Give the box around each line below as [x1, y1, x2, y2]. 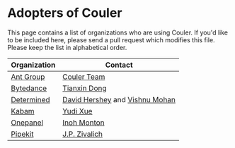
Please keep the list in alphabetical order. [7, 43, 127, 51]
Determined [11, 94, 51, 104]
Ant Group [11, 72, 45, 82]
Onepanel [11, 118, 44, 128]
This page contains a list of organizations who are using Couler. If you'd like [7, 28, 229, 37]
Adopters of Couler [7, 5, 122, 21]
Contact [105, 60, 133, 70]
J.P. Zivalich [62, 129, 103, 139]
